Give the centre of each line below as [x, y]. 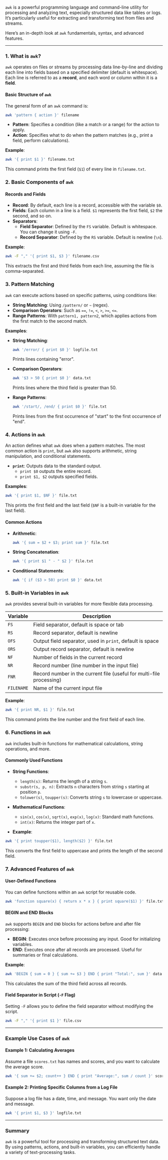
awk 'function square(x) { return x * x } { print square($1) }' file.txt [85, 901]
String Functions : [31, 771]
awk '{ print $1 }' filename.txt [40, 160]
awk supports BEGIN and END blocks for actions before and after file [73, 924]
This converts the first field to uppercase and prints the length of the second [84, 850]
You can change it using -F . [48, 232]
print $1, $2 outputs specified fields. [59, 476]
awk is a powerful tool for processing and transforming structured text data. [82, 1142]
